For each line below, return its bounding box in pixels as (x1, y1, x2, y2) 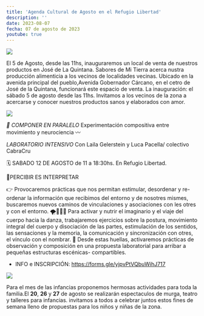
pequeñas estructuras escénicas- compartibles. (6, 249, 126, 256)
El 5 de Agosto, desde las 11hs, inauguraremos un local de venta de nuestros (6, 60, 198, 67)
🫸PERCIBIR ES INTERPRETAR (6, 174, 79, 181)
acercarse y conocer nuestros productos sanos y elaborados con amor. (6, 98, 185, 106)
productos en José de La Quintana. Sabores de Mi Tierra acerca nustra (6, 66, 184, 74)
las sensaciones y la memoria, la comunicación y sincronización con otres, (6, 229, 193, 237)
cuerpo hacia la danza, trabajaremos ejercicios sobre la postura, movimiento (6, 216, 198, 224)
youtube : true (6, 32, 42, 38)
